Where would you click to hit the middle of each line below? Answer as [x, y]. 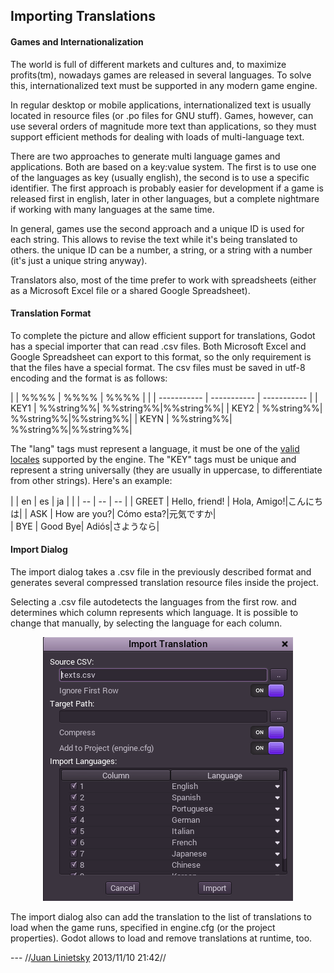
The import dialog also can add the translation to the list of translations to [161, 917]
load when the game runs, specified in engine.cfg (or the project [143, 927]
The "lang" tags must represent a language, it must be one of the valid [155, 448]
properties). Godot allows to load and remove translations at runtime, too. [161, 938]
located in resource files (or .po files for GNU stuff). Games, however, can [162, 115]
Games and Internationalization [77, 41]
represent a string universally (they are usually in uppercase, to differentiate [166, 470]
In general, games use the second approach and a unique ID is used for [157, 228]
